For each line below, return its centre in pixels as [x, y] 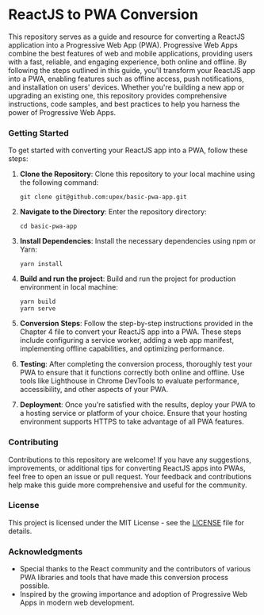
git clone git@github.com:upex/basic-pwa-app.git [103, 197]
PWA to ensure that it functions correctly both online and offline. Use [132, 373]
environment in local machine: [69, 287]
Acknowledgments [46, 552]
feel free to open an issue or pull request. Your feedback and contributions [130, 476]
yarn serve [38, 309]
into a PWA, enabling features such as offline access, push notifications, [126, 79]
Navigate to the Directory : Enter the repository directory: [113, 212]
